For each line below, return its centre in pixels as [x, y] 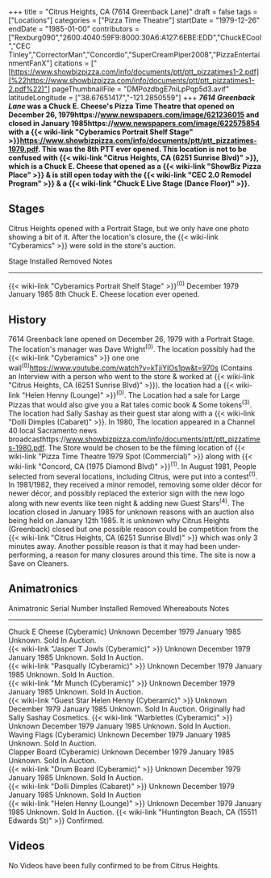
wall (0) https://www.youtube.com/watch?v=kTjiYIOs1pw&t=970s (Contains [130, 367]
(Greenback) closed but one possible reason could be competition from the [133, 529]
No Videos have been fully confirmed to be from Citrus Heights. [114, 865]
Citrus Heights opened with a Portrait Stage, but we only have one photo [129, 228]
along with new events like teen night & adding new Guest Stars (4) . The [126, 502]
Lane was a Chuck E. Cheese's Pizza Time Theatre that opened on [122, 106]
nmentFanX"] [30, 63]
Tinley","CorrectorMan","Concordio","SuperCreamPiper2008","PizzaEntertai [134, 55]
